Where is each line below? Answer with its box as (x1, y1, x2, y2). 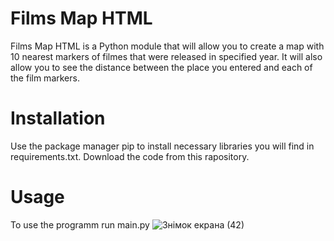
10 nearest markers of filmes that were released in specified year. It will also (10, 50, 323, 62)
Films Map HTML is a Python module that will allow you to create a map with (10, 40, 325, 52)
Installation (10, 107, 106, 130)
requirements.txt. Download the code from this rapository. (10, 150, 250, 162)
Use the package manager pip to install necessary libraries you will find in (10, 140, 315, 152)
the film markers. (10, 72, 80, 84)
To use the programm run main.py (10, 218, 150, 231)
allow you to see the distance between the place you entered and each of (10, 61, 313, 73)
